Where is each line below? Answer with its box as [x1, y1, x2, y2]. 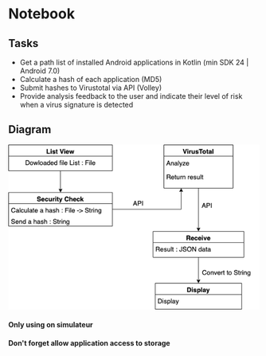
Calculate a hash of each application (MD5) [19, 75, 162, 84]
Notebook [8, 5, 76, 23]
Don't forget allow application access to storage [8, 338, 170, 348]
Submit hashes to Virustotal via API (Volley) [19, 83, 162, 92]
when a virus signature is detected [19, 100, 134, 109]
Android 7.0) [19, 66, 61, 76]
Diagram [8, 123, 52, 136]
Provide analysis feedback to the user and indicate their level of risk [19, 92, 243, 100]
